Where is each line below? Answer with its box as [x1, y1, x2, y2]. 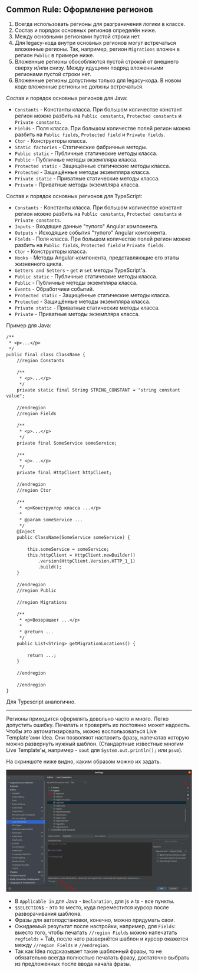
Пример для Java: [6, 321, 52, 329]
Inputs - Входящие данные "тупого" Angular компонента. [14, 222, 159, 229]
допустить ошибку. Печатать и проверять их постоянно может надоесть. [6, 721, 191, 728]
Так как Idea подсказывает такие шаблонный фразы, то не [14, 948, 162, 955]
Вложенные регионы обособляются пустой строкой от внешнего [14, 58, 179, 65]
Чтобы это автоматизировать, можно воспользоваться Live [6, 728, 157, 735]
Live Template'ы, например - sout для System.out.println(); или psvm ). [6, 746, 183, 754]
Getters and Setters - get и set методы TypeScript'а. [14, 267, 147, 274]
